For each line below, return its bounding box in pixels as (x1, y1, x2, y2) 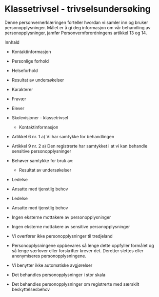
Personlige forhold (11, 58, 49, 64)
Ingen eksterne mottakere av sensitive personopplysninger (11, 223, 130, 229)
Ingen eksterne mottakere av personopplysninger (11, 214, 111, 220)
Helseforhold (11, 67, 38, 74)
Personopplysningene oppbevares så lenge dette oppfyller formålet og (11, 242, 154, 248)
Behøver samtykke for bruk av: (11, 157, 74, 164)
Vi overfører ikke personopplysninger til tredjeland (11, 233, 113, 239)
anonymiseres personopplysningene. (11, 253, 86, 259)
